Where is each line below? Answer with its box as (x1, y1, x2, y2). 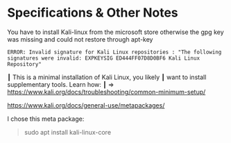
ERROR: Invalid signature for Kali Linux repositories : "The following (7, 49, 222, 56)
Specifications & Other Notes (7, 5, 178, 21)
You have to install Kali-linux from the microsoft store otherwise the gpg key (7, 28, 224, 36)
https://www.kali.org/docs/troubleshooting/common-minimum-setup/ (7, 87, 206, 96)
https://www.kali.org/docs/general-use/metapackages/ (7, 101, 165, 109)
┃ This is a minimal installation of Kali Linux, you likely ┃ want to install (7, 73, 207, 81)
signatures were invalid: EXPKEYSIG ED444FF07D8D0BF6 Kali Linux (7, 54, 200, 62)
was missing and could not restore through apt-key (7, 35, 153, 43)
